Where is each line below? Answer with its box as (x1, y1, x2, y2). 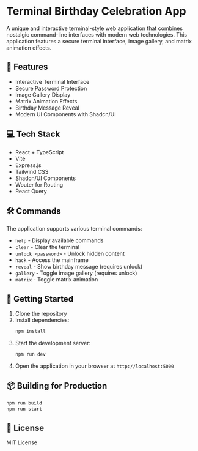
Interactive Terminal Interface (15, 78, 90, 85)
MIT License (6, 439, 38, 446)
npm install (15, 329, 46, 335)
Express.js (15, 161, 42, 169)
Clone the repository (15, 310, 67, 318)
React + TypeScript (15, 148, 64, 155)
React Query (15, 187, 47, 195)
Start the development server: (15, 340, 91, 347)
